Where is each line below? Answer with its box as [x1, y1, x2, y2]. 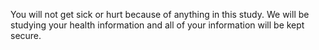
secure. [10, 30, 42, 41]
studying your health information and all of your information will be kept [10, 19, 305, 31]
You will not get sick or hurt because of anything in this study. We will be [10, 9, 310, 20]
